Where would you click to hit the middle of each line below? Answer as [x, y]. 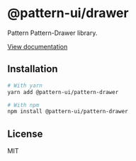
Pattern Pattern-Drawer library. [52, 33]
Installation [33, 69]
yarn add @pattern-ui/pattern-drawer [63, 92]
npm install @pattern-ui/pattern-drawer [68, 112]
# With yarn [25, 85]
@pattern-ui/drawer [68, 13]
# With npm [23, 105]
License [25, 134]
